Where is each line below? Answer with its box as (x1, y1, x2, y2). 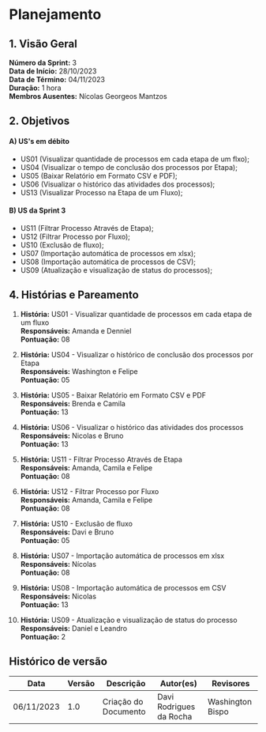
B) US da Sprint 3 (9, 206, 66, 215)
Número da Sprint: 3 (9, 58, 77, 67)
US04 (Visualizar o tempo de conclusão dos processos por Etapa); (20, 162, 238, 172)
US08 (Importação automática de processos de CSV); (20, 257, 197, 266)
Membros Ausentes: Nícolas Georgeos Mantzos (9, 92, 168, 100)
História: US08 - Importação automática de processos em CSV (20, 583, 227, 592)
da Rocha (157, 711, 193, 723)
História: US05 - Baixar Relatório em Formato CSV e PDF (20, 390, 207, 400)
